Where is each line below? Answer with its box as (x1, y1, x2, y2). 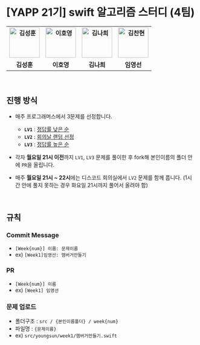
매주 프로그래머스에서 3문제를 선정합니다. (15, 112, 113, 120)
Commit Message (6, 231, 59, 239)
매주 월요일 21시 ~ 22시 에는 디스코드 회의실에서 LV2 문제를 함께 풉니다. (15, 173, 182, 181)
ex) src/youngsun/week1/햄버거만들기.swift (15, 332, 117, 339)
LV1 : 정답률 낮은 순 (24, 125, 69, 133)
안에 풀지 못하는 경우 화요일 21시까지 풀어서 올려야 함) (21, 181, 148, 189)
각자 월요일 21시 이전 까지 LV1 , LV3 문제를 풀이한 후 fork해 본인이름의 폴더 (15, 153, 187, 161)
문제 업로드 (6, 303, 37, 311)
